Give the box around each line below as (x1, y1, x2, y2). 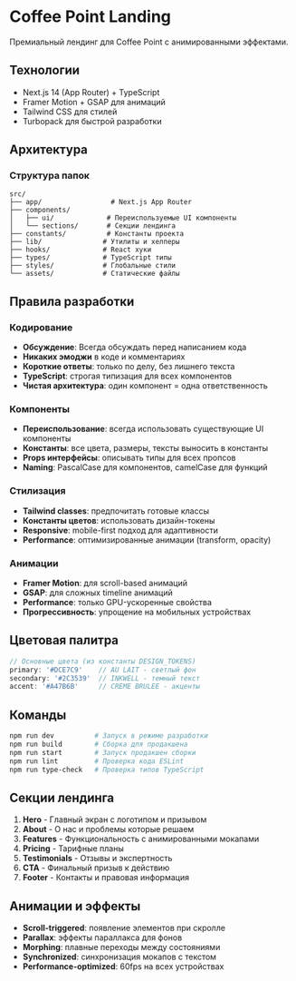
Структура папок (9, 170, 91, 182)
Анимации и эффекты (9, 898, 141, 914)
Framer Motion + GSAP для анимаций (22, 96, 166, 107)
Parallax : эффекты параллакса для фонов (22, 932, 183, 943)
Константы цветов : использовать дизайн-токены (22, 515, 215, 525)
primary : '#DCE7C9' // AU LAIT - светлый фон (9, 665, 196, 674)
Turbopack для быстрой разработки (22, 115, 162, 126)
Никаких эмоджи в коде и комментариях (22, 351, 186, 362)
